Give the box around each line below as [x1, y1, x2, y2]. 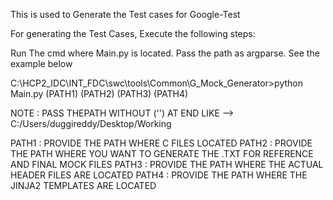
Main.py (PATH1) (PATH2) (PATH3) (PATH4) [10, 88, 189, 99]
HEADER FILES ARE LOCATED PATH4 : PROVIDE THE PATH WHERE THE [10, 169, 308, 181]
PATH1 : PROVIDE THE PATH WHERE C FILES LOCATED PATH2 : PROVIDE [10, 137, 313, 149]
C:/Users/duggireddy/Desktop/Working [10, 118, 172, 129]
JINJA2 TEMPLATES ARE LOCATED [10, 180, 157, 191]
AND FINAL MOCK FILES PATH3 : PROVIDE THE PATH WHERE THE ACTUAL [10, 159, 324, 170]
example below [10, 58, 73, 69]
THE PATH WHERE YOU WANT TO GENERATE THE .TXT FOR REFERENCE [10, 148, 314, 159]
